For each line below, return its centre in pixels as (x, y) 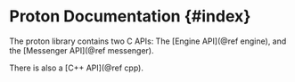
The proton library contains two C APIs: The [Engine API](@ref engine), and (148, 41)
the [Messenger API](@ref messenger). (82, 50)
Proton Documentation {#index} (130, 16)
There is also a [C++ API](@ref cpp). (77, 68)
